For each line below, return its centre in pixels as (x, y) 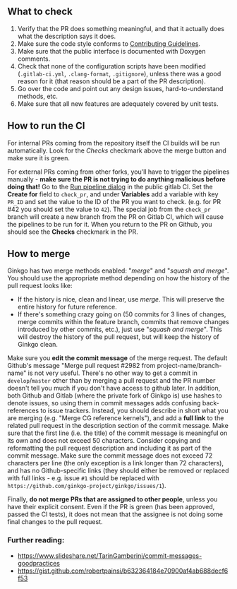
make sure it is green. (39, 157)
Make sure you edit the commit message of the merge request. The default (117, 358)
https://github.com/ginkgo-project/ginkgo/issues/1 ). (87, 486)
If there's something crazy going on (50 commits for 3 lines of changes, (122, 314)
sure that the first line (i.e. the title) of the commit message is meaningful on (117, 433)
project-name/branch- (189, 366)
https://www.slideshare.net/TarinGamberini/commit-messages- (110, 555)
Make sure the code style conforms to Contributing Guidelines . (109, 43)
